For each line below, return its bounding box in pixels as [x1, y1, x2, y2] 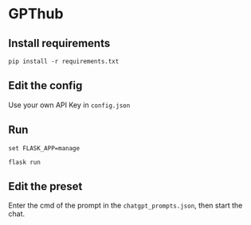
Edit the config [8, 79, 83, 92]
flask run [8, 158, 41, 166]
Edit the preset [8, 180, 83, 193]
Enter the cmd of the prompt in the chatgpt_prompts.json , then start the [8, 200, 243, 211]
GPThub [8, 5, 64, 23]
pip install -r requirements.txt [8, 57, 120, 65]
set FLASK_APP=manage [8, 144, 80, 152]
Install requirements [8, 37, 111, 50]
